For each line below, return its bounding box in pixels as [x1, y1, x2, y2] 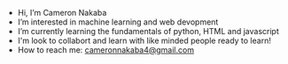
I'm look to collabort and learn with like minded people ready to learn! [17, 35, 272, 46]
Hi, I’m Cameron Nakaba [17, 8, 107, 18]
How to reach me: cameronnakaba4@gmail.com [17, 45, 195, 55]
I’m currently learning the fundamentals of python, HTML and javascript [17, 26, 279, 36]
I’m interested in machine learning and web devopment [17, 17, 219, 27]
